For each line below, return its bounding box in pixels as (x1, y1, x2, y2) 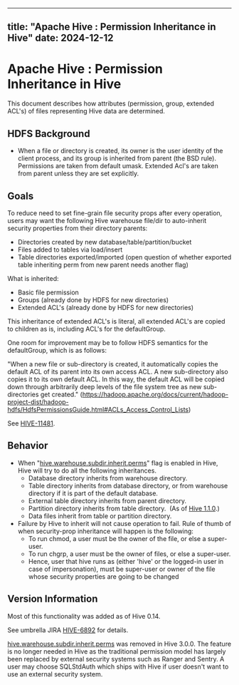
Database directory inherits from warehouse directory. (28, 473, 188, 482)
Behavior (7, 440, 48, 452)
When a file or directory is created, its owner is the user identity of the (17, 147, 223, 155)
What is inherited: (7, 274, 59, 282)
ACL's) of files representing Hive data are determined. (7, 107, 166, 115)
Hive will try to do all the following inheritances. (17, 466, 156, 475)
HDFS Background (7, 128, 90, 140)
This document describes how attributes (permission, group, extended (7, 99, 215, 108)
